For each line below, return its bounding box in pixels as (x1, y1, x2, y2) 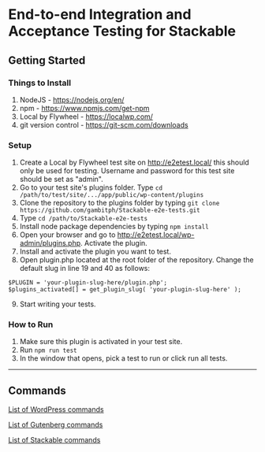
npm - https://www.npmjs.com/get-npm (19, 103, 150, 113)
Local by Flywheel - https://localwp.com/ (19, 112, 154, 121)
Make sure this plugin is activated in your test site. (19, 337, 183, 346)
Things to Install (8, 77, 72, 88)
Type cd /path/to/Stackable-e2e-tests (19, 213, 148, 223)
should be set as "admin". (19, 175, 104, 184)
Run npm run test (19, 345, 77, 355)
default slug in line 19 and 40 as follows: (19, 264, 151, 273)
